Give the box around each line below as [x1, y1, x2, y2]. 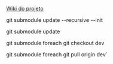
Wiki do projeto [6, 5, 44, 12]
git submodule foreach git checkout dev [6, 40, 105, 46]
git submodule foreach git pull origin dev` [6, 51, 108, 58]
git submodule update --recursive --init [6, 17, 103, 23]
